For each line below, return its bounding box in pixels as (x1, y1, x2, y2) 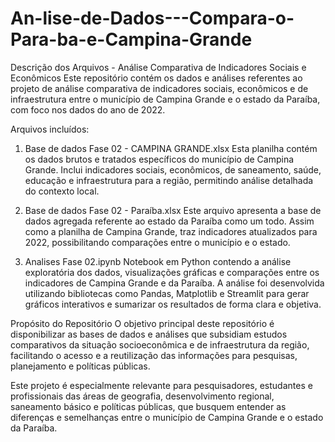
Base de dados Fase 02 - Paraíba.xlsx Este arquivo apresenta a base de (24, 204, 322, 216)
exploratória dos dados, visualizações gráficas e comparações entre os (24, 266, 320, 278)
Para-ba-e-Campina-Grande (10, 28, 253, 51)
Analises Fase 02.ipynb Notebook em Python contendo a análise (24, 255, 292, 267)
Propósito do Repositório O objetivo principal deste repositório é (10, 317, 275, 329)
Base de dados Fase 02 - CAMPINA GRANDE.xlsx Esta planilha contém (24, 142, 318, 154)
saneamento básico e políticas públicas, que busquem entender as (10, 400, 287, 412)
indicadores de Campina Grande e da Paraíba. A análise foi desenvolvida (24, 277, 325, 289)
